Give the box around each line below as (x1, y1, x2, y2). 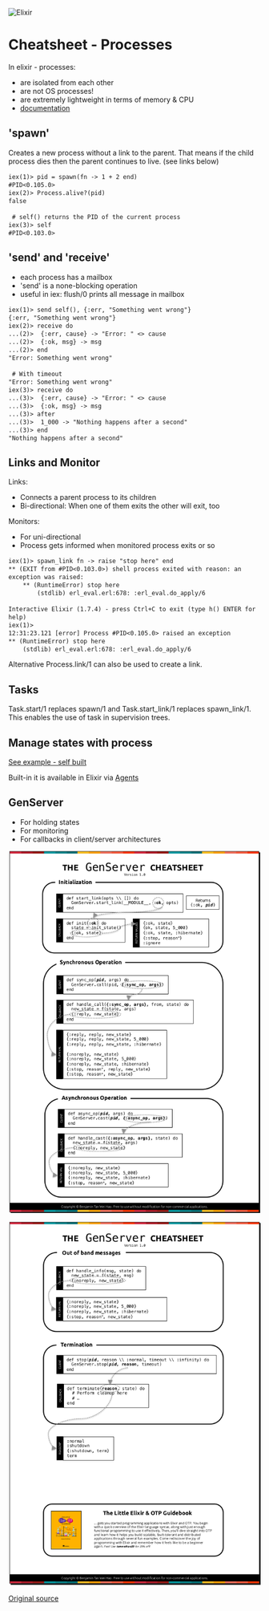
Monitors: (8, 517, 40, 526)
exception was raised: (8, 574, 84, 582)
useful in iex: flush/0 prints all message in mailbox (19, 289, 185, 298)
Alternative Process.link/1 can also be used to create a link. (8, 659, 203, 669)
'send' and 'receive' (8, 251, 110, 265)
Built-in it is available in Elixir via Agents (8, 773, 139, 782)
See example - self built (8, 757, 86, 766)
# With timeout (11, 370, 62, 378)
